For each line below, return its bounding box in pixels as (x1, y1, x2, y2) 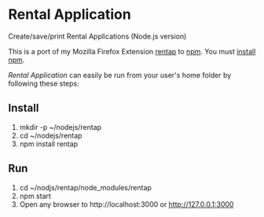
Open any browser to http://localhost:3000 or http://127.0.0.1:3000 (19, 199, 234, 209)
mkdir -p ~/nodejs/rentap (19, 122, 102, 131)
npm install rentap (19, 139, 79, 149)
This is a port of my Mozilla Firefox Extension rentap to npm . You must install (8, 46, 256, 56)
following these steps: (8, 79, 80, 88)
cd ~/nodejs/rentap (19, 131, 82, 140)
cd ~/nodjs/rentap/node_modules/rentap (19, 182, 152, 192)
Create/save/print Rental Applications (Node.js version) (8, 31, 187, 41)
